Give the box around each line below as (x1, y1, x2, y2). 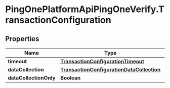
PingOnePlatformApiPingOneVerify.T (5, 4, 164, 15)
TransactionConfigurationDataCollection (60, 66, 161, 73)
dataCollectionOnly (8, 74, 56, 81)
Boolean (60, 74, 81, 81)
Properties (5, 34, 39, 43)
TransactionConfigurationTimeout (60, 58, 144, 65)
